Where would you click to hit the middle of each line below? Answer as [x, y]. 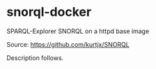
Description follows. [35, 58]
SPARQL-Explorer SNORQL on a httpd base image [78, 31]
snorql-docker [49, 12]
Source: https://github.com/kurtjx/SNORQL [68, 44]
